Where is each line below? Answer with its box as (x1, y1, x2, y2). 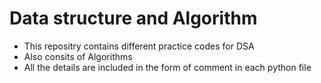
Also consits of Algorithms (23, 50, 133, 62)
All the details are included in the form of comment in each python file (23, 61, 312, 73)
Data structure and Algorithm (9, 7, 258, 30)
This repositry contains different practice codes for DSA (23, 40, 255, 52)
